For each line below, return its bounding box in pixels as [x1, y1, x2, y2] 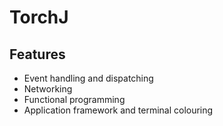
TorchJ [9, 6, 69, 29]
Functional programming [23, 94, 126, 105]
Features [9, 46, 66, 63]
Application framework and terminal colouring [23, 104, 214, 116]
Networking [23, 83, 73, 95]
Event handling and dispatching [23, 72, 154, 84]
